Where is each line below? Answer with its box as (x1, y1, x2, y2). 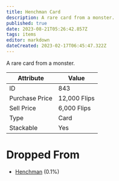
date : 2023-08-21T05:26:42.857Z (6, 26, 88, 32)
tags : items (6, 32, 36, 38)
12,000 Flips (58, 94, 95, 102)
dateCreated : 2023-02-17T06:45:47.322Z (6, 43, 107, 49)
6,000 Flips (58, 104, 91, 112)
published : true (6, 20, 47, 26)
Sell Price (9, 104, 36, 112)
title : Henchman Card (6, 9, 61, 15)
